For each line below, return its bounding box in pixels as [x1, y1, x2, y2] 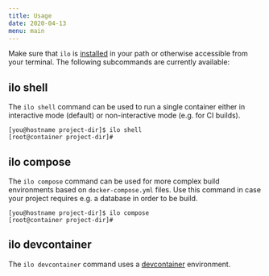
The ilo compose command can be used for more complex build [8, 176, 220, 186]
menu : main [8, 27, 45, 35]
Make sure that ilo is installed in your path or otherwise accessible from [8, 49, 248, 59]
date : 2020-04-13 [8, 19, 67, 27]
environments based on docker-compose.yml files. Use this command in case [8, 185, 262, 194]
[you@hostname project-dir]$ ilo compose [8, 209, 150, 217]
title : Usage [8, 11, 52, 20]
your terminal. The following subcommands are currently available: [8, 57, 230, 67]
